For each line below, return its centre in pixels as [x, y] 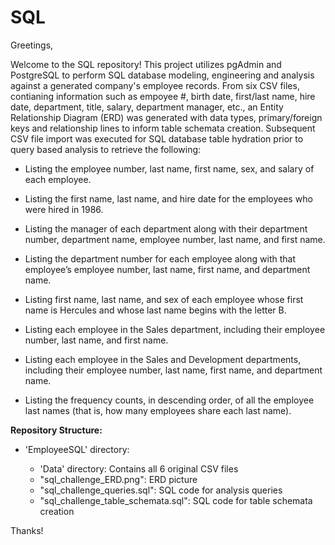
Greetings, [32, 45]
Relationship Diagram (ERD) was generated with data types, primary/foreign [166, 117]
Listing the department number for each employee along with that [160, 258]
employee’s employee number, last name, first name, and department [167, 269]
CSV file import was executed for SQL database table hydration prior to [157, 138]
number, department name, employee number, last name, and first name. [175, 239]
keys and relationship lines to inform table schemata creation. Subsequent [163, 128]
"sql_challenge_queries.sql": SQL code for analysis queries [161, 490]
